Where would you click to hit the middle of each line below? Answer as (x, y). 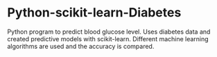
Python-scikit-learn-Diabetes (94, 13)
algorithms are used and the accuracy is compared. (81, 46)
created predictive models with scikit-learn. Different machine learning (108, 38)
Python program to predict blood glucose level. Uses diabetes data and (109, 32)
